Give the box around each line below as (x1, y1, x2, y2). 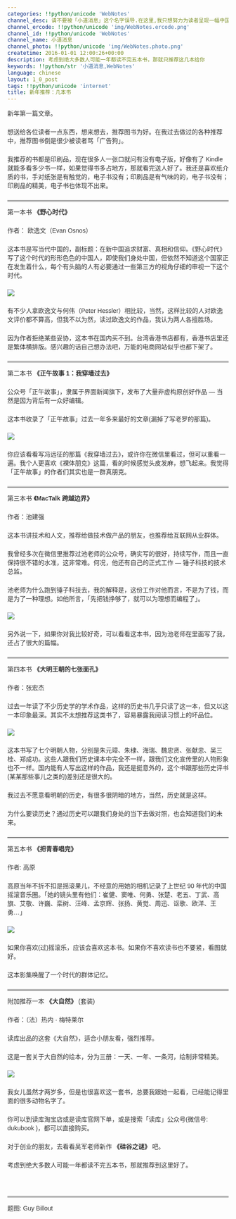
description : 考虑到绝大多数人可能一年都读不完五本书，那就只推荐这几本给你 (7, 56, 205, 63)
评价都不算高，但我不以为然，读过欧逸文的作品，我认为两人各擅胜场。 (13, 316, 216, 324)
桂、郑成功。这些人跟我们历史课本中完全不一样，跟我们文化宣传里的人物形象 (7, 755, 229, 763)
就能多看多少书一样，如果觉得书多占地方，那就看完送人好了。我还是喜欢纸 (7, 164, 223, 173)
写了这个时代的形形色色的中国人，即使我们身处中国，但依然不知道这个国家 (7, 254, 223, 262)
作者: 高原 (7, 864, 36, 872)
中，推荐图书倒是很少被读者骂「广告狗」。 (7, 137, 128, 145)
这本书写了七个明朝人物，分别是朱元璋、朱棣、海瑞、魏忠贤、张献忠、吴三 (7, 746, 223, 755)
